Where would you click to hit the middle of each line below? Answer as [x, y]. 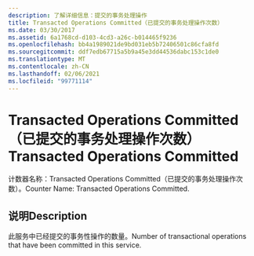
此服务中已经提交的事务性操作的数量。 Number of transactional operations [127, 236]
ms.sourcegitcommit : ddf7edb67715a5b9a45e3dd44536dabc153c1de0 [114, 52]
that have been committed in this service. [75, 245]
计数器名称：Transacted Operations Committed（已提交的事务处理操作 [122, 179]
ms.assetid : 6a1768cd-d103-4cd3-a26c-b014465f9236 [93, 37]
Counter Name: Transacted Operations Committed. [107, 188]
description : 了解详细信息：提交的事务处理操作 [78, 15]
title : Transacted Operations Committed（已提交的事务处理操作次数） [116, 23]
